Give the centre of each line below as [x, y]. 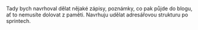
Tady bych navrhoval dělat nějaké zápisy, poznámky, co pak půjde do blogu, [99, 9]
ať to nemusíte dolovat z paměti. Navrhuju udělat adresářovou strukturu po [97, 15]
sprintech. [18, 21]
